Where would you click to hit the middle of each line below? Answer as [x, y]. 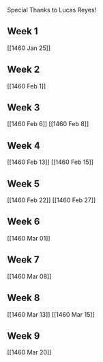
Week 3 [24, 108]
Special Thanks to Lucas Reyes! [52, 10]
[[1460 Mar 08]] [29, 276]
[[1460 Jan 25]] [29, 48]
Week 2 [24, 70]
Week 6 [24, 222]
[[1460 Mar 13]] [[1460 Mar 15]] [51, 314]
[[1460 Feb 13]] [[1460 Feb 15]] [50, 162]
